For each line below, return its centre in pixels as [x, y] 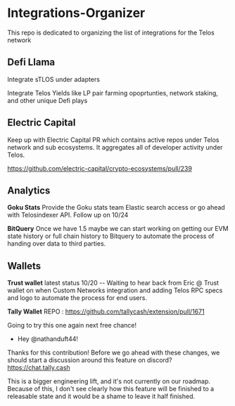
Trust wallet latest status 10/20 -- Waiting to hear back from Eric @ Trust [113, 283]
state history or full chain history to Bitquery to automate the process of [111, 236]
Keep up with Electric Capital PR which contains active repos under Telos [113, 140]
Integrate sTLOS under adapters [54, 79]
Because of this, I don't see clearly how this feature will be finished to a [111, 389]
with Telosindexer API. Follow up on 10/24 [68, 215]
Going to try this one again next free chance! [72, 326]
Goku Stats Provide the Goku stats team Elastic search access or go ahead [116, 208]
